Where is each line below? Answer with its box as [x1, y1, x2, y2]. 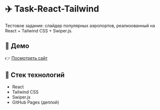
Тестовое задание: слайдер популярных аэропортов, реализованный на [5, 22, 155, 29]
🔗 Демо [5, 42, 30, 50]
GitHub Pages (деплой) [12, 99, 59, 105]
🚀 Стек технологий [5, 71, 64, 79]
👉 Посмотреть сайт [5, 55, 48, 61]
